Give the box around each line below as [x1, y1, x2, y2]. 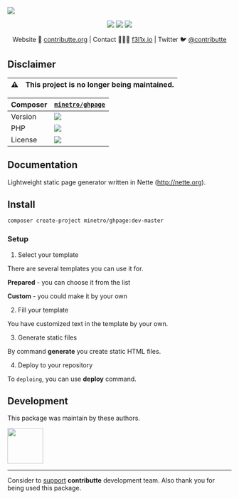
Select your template [17, 250, 79, 259]
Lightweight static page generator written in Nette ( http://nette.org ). [7, 178, 206, 187]
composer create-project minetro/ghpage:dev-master [7, 217, 164, 224]
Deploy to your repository [17, 360, 93, 369]
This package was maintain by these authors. [7, 414, 141, 423]
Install [7, 199, 36, 211]
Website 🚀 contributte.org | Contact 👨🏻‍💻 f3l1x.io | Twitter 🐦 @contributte [12, 36, 227, 43]
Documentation [7, 159, 78, 171]
